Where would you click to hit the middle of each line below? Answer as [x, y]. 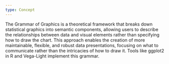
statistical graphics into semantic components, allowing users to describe [82, 29]
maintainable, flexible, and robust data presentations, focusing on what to [82, 45]
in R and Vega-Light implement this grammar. [52, 56]
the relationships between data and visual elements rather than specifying [82, 34]
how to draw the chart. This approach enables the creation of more [75, 40]
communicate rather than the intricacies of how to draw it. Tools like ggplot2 [85, 50]
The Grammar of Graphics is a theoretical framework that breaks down [79, 24]
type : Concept [20, 10]
